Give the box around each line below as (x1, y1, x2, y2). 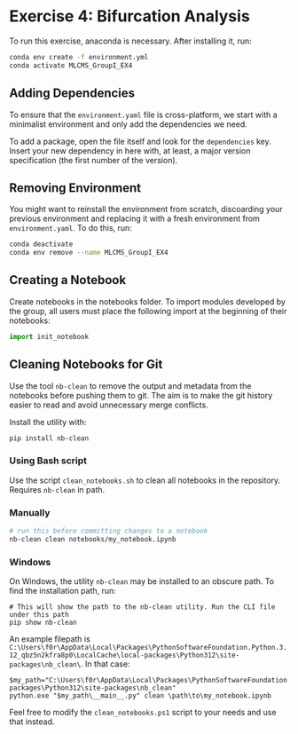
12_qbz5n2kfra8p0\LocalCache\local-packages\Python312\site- (9, 651, 240, 660)
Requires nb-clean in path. (9, 484, 106, 494)
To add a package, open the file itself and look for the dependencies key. (9, 136, 272, 146)
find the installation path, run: (9, 586, 117, 596)
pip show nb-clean (9, 619, 77, 627)
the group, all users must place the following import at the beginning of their (9, 305, 287, 316)
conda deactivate (9, 240, 74, 249)
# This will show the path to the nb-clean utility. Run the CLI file (9, 603, 276, 612)
